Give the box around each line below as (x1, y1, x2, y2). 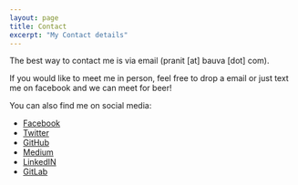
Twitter (22, 128, 50, 139)
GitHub (22, 138, 50, 149)
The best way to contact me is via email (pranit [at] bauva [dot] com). (9, 56, 270, 67)
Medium (22, 147, 55, 158)
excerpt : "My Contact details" (9, 30, 128, 39)
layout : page (9, 13, 59, 23)
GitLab (22, 166, 48, 178)
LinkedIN (22, 157, 57, 168)
